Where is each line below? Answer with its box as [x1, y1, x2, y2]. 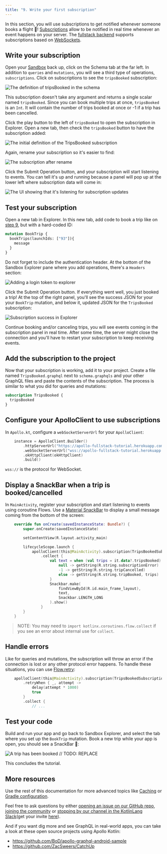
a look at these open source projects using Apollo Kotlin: [5, 829, 121, 835]
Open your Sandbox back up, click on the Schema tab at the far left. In [5, 64, 149, 70]
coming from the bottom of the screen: [5, 512, 84, 518]
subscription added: [5, 130, 46, 136]
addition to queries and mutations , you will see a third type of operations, [5, 70, 155, 76]
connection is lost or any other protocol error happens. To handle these [5, 661, 152, 667]
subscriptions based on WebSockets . [5, 37, 82, 43]
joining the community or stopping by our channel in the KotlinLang [5, 808, 143, 814]
